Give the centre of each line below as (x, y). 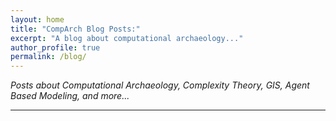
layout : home (37, 19)
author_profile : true (55, 47)
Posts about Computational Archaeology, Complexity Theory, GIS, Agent (160, 85)
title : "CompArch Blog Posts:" (75, 29)
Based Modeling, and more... (70, 96)
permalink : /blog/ (48, 57)
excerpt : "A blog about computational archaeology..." (127, 38)
